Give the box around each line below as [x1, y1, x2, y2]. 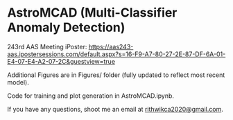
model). [7, 78, 29, 86]
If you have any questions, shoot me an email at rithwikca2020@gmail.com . [7, 105, 223, 113]
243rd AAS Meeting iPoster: [7, 42, 87, 51]
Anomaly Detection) [7, 19, 126, 35]
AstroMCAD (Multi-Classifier [7, 5, 178, 21]
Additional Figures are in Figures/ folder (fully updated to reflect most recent [7, 71, 225, 79]
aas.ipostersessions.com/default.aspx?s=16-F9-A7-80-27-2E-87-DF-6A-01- [7, 50, 226, 58]
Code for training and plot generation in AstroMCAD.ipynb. [7, 92, 175, 100]
